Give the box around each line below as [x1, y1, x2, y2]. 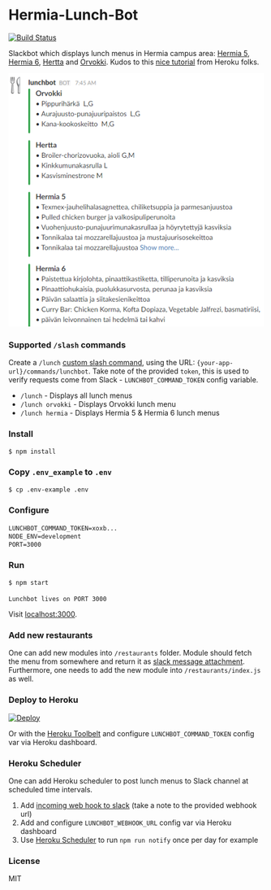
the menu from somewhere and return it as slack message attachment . [8, 657, 245, 666]
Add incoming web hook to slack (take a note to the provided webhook [19, 800, 257, 810]
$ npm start [8, 579, 49, 587]
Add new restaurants [8, 629, 93, 640]
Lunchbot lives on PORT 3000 [8, 596, 107, 604]
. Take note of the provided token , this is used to [88, 366, 249, 376]
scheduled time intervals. [8, 784, 93, 794]
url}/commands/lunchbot [8, 368, 89, 376]
